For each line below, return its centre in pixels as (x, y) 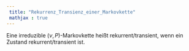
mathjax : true (28, 18)
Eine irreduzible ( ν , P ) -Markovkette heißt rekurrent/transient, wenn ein (95, 35)
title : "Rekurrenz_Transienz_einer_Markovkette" (72, 12)
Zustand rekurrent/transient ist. (46, 42)
